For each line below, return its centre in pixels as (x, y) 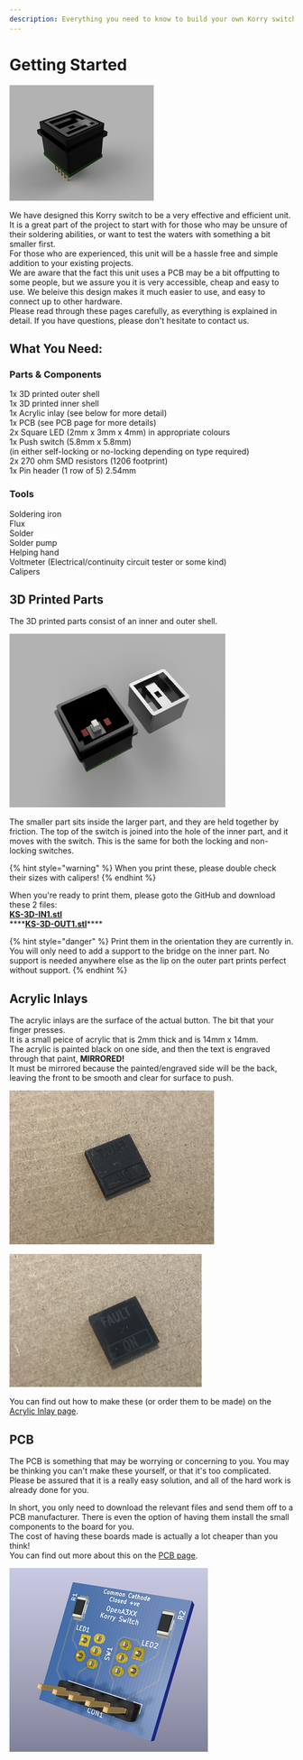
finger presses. (37, 1030)
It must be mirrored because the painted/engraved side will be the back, (143, 1068)
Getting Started (69, 65)
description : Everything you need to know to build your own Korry (139, 19)
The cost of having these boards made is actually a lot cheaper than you (144, 1536)
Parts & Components (55, 374)
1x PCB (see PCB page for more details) (83, 423)
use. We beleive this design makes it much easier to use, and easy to (138, 291)
